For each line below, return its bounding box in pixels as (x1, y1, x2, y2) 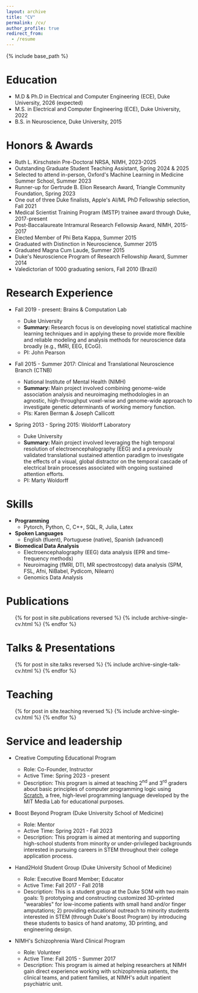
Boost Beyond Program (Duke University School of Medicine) (14, 810, 164, 817)
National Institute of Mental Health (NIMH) (23, 378, 126, 385)
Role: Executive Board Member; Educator (23, 876, 124, 883)
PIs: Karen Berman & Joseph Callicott (23, 410, 115, 417)
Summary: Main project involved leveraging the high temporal (23, 439, 175, 446)
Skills (6, 497, 34, 510)
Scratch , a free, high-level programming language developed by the (23, 792, 189, 799)
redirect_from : (6, 31, 44, 37)
